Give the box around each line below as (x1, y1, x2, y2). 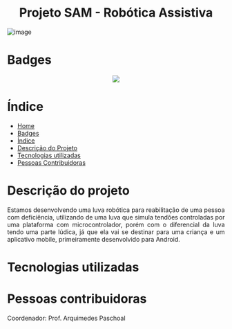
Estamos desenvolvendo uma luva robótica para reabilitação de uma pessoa (7, 206, 225, 214)
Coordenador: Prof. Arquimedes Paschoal (7, 314, 126, 322)
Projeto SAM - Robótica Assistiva (19, 5, 213, 21)
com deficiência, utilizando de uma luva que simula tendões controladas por (7, 213, 225, 221)
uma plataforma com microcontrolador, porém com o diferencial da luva (7, 220, 225, 229)
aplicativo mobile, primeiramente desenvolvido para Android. (7, 235, 181, 243)
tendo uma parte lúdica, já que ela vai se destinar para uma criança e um (7, 227, 225, 236)
